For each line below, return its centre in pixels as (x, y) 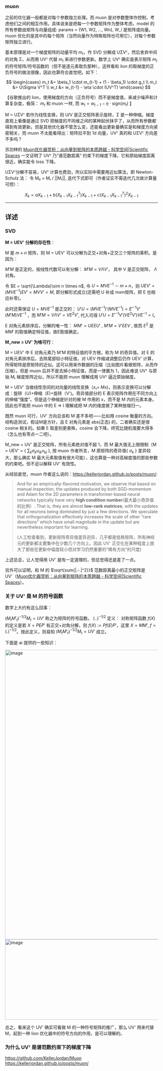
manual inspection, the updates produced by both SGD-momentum (84, 489)
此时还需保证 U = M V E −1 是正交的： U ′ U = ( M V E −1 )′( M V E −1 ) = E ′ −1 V (72, 308)
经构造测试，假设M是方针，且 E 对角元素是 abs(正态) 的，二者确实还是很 (77, 422)
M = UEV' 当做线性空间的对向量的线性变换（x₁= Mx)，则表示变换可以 (74, 387)
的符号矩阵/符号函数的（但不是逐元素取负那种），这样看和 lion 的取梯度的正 (80, 66)
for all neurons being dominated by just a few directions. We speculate (87, 511)
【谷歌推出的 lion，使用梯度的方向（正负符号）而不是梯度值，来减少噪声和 (79, 97)
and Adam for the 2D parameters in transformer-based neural (79, 494)
